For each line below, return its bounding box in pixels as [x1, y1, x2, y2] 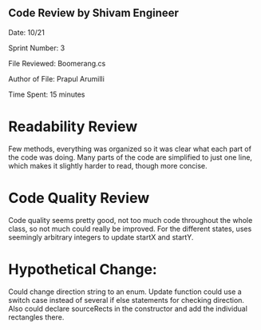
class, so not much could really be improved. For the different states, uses [8, 224, 252, 233]
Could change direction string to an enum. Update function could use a [8, 287, 242, 296]
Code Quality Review [8, 189, 150, 207]
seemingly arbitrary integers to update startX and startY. [8, 232, 194, 242]
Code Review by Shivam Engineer [8, 6, 180, 20]
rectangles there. [8, 312, 65, 322]
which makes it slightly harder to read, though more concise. [8, 161, 208, 170]
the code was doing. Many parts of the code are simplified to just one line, [8, 152, 253, 162]
